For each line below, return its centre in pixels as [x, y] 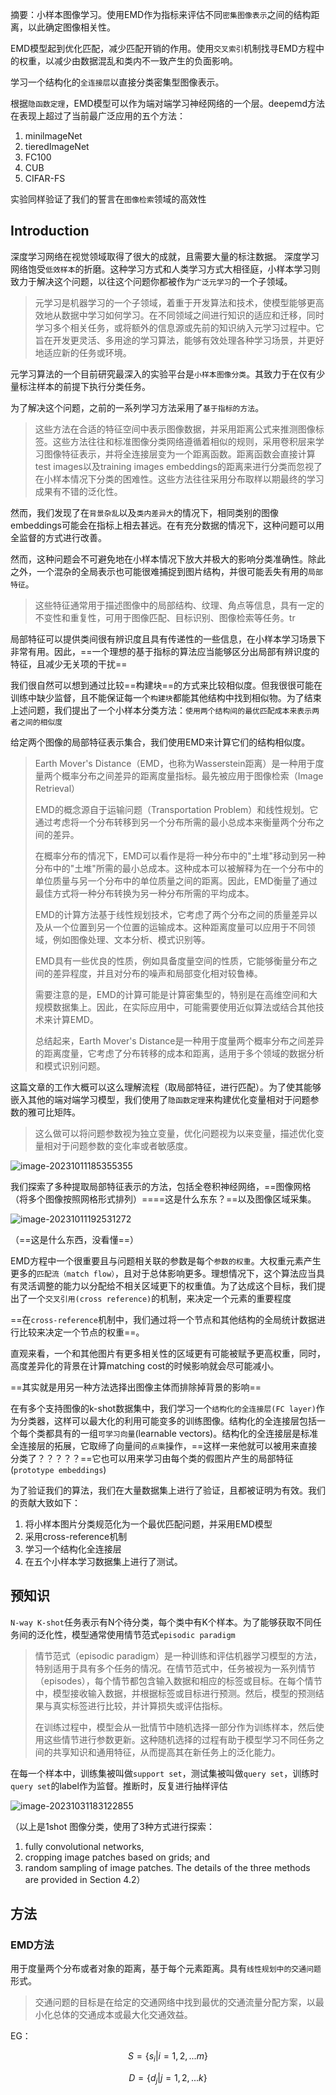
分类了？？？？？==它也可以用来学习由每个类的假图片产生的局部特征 [152, 1458]
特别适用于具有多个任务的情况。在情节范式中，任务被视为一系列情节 [175, 1668]
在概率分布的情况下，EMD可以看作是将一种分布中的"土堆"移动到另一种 [180, 855]
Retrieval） [57, 788]
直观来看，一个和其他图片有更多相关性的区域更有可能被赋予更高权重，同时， [168, 1353]
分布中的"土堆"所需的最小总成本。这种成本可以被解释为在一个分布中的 [179, 868]
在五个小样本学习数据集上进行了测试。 [103, 1561]
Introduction [50, 231]
